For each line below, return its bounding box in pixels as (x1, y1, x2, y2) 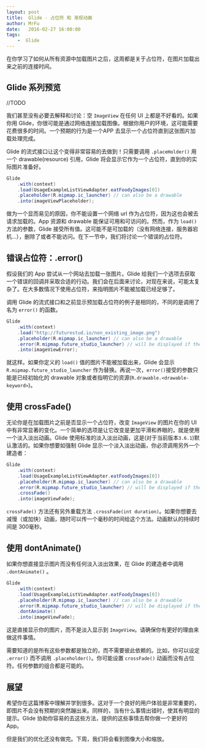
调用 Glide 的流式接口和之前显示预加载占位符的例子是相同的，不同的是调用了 (6, 299, 200, 305)
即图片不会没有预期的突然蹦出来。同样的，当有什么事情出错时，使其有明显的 (6, 706, 200, 714)
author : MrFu (6, 20, 40, 26)
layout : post (6, 9, 40, 15)
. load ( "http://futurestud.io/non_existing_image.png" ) (17, 329, 161, 336)
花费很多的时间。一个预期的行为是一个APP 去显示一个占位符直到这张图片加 (6, 127, 196, 134)
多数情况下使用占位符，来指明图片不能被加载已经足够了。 (32, 286, 178, 292)
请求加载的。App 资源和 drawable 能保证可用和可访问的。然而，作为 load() (6, 218, 197, 225)
